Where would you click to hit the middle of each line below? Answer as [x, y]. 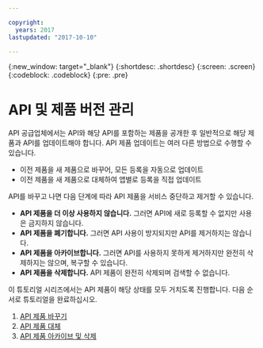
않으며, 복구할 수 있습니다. [88, 263]
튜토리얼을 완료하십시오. [60, 300]
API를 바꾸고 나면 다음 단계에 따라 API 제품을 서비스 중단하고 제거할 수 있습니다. [131, 197]
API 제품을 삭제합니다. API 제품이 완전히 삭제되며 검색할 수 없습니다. [125, 273]
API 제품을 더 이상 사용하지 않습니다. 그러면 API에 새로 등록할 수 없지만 [128, 213]
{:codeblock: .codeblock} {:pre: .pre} [68, 75]
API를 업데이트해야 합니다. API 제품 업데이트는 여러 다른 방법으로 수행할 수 [137, 143]
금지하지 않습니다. [56, 224]
